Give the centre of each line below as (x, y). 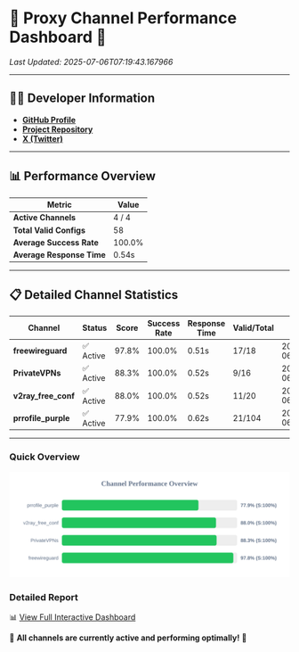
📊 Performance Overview (82, 176)
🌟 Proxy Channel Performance (123, 18)
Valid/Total (253, 328)
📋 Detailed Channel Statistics (94, 295)
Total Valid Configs (49, 230)
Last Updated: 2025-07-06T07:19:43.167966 (91, 62)
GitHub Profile (49, 120)
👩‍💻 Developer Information (82, 99)
